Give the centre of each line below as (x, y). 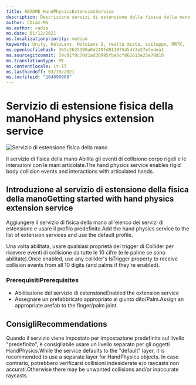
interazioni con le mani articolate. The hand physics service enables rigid (93, 165)
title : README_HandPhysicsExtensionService (60, 11)
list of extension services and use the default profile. (70, 235)
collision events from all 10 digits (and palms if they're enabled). (83, 265)
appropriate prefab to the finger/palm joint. (66, 306)
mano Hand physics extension (80, 119)
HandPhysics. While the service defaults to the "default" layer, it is (86, 350)
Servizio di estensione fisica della (90, 106)
